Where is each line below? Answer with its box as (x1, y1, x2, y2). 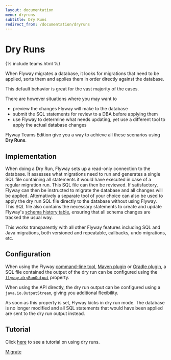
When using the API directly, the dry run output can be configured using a (5, 284, 161, 290)
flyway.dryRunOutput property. (5, 274, 70, 280)
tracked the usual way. (5, 214, 53, 220)
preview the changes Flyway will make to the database (12, 106, 128, 112)
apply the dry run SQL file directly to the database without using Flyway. (5, 198, 157, 204)
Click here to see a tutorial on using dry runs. (5, 339, 100, 345)
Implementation (5, 152, 57, 161)
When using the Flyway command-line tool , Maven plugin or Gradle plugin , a (5, 263, 166, 270)
